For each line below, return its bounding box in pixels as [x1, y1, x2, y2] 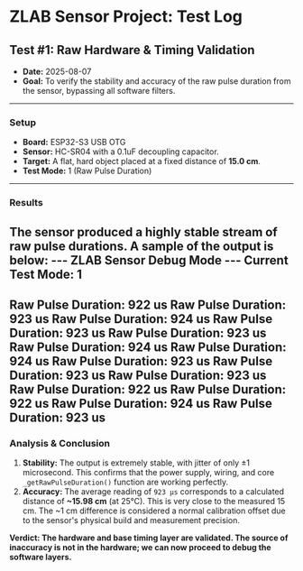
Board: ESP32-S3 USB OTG [22, 137, 126, 148]
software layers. [9, 552, 72, 563]
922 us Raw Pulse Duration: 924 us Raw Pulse [9, 396, 273, 411]
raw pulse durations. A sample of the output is [9, 238, 274, 253]
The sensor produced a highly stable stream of [9, 224, 278, 240]
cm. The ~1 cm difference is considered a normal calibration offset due [22, 505, 286, 516]
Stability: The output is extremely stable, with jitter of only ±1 [22, 457, 251, 468]
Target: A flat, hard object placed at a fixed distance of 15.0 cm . [22, 156, 262, 167]
